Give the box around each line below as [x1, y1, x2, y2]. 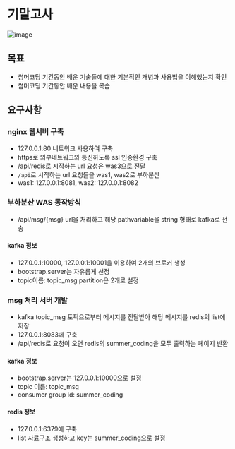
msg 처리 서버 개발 [7, 295, 68, 305]
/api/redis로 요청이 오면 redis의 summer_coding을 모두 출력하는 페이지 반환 [17, 340, 229, 348]
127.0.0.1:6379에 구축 [17, 424, 78, 433]
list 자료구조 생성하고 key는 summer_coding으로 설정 [17, 433, 166, 442]
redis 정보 [7, 407, 36, 417]
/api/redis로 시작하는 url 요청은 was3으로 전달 [17, 162, 146, 170]
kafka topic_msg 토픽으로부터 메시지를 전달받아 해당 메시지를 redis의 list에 [17, 313, 226, 321]
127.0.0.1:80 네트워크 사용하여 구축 [17, 144, 114, 152]
